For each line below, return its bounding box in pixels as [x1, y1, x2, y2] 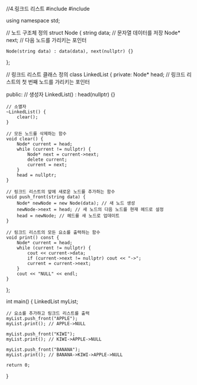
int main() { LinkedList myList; [6, 298, 79, 305]
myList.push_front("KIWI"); [6, 331, 76, 337]
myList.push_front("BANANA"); [6, 347, 81, 352]
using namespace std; [6, 17, 60, 24]
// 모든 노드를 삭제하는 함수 [6, 131, 67, 137]
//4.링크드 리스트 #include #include [6, 5, 90, 12]
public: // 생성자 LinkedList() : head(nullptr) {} [6, 91, 115, 98]
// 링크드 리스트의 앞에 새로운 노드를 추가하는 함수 [6, 189, 115, 195]
